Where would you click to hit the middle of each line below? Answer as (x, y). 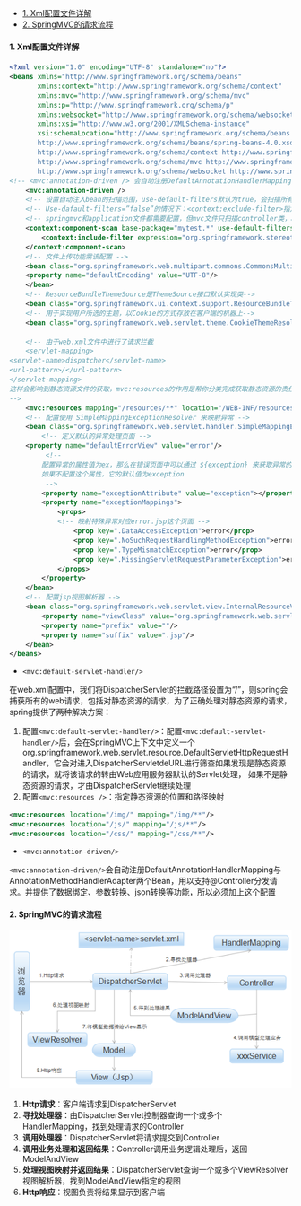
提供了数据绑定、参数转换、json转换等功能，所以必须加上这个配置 (154, 892)
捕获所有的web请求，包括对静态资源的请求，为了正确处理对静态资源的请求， (150, 701)
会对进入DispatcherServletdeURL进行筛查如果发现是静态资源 (174, 763)
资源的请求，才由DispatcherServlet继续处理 (111, 786)
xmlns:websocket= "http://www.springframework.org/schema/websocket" (168, 115)
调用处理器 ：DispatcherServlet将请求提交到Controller (121, 1137)
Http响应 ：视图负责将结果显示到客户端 (94, 1192)
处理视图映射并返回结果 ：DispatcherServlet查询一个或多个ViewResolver (155, 1169)
